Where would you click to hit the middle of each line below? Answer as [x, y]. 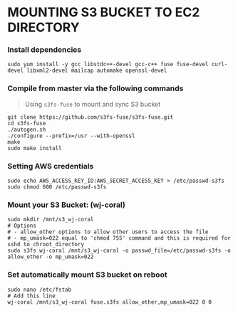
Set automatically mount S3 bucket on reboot [87, 275]
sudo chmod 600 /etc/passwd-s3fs [57, 187]
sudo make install [35, 148]
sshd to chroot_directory [46, 245]
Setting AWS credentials [51, 166]
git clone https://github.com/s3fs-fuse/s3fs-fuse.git [90, 117]
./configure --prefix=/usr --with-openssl [71, 136]
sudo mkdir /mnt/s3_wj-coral [51, 220]
